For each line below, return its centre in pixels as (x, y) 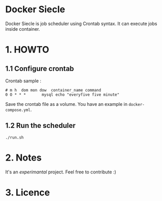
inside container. (23, 29)
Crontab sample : (23, 81)
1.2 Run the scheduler (40, 126)
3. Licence (28, 192)
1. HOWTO (27, 50)
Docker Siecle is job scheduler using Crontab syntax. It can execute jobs (81, 24)
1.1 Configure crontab (40, 68)
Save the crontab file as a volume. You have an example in (66, 104)
